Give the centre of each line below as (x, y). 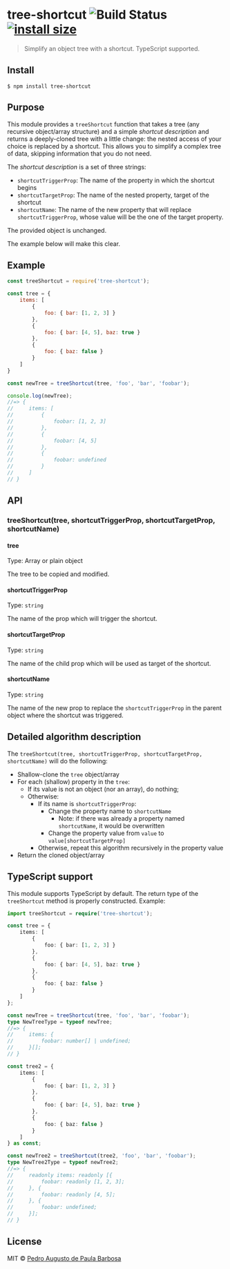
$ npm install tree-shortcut (49, 86)
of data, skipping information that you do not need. (79, 153)
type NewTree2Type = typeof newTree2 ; (63, 1163)
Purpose (26, 107)
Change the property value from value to (106, 833)
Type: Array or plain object (45, 561)
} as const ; (24, 1143)
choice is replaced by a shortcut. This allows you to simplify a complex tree (114, 146)
